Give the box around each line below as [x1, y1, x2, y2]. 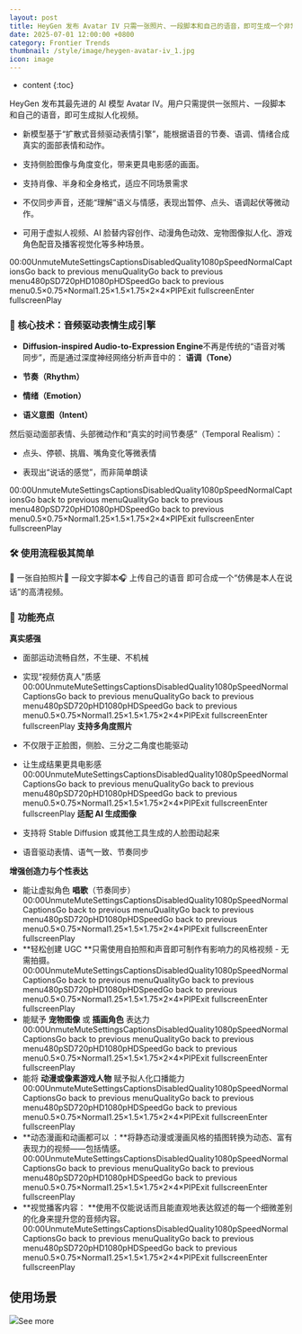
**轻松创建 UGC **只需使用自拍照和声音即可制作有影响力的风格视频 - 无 [22, 943, 289, 954]
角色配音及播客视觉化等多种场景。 [22, 239, 149, 249]
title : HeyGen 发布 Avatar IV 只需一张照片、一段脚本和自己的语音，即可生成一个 [9, 22, 285, 31]
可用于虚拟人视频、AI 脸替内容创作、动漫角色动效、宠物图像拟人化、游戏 [22, 227, 293, 238]
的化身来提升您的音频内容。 [22, 1213, 126, 1223]
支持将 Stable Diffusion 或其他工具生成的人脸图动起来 [22, 827, 220, 838]
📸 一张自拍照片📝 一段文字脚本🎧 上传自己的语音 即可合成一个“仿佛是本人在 [9, 572, 285, 583]
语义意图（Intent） [22, 410, 93, 421]
